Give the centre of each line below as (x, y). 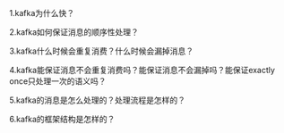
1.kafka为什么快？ (42, 13)
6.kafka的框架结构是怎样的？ (62, 119)
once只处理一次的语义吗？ (58, 81)
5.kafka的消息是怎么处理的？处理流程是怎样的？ (98, 100)
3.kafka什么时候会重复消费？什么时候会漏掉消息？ (102, 51)
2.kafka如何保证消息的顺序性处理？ (74, 32)
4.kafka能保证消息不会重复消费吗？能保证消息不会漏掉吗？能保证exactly (142, 70)
